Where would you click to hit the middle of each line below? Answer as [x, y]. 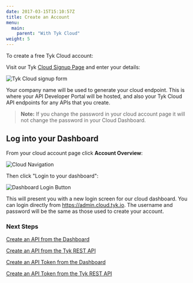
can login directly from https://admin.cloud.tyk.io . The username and [89, 205]
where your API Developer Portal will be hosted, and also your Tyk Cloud [94, 96]
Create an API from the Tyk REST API [51, 251]
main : [18, 28]
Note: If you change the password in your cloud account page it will [103, 114]
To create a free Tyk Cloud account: [50, 56]
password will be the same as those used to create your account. [85, 211]
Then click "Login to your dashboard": [52, 176]
